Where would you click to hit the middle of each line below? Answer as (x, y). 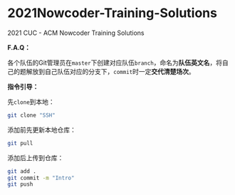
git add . (22, 171)
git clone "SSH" (31, 115)
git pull (20, 143)
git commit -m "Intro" (41, 178)
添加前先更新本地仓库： (42, 130)
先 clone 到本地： (31, 102)
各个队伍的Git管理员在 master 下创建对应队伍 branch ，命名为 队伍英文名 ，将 (115, 63)
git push (20, 184)
